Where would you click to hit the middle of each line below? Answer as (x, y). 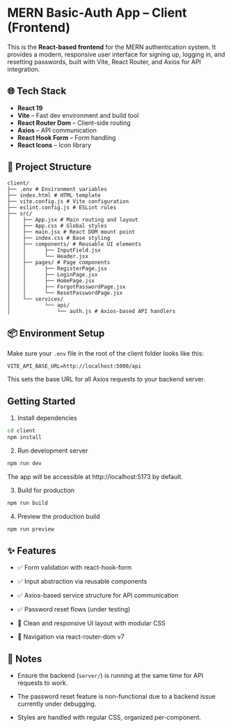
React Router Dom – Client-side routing (74, 123)
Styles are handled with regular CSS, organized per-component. (109, 718)
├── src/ (20, 213)
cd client (22, 431)
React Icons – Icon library (54, 145)
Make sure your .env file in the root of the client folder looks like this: (105, 354)
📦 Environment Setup (56, 333)
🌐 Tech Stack (37, 91)
